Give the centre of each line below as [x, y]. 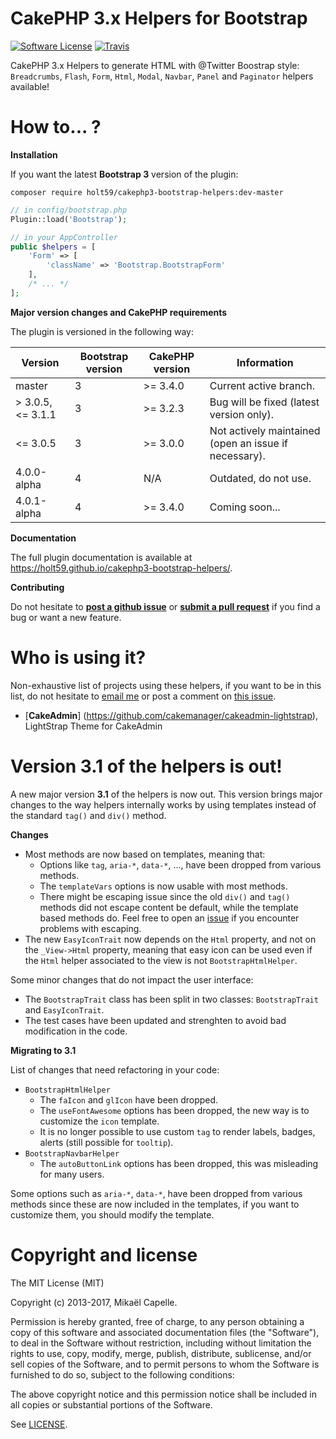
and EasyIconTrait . [64, 1009]
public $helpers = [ [53, 247]
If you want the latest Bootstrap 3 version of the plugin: [124, 174]
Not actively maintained [265, 430]
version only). [242, 414]
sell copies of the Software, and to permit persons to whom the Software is [165, 1364]
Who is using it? [78, 657]
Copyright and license [104, 1254]
